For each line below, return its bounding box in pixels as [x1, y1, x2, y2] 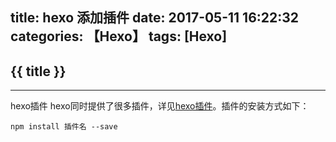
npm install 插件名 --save [10, 122, 118, 132]
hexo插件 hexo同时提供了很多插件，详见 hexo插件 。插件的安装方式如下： [10, 100, 310, 112]
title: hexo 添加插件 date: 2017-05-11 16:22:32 [10, 9, 300, 27]
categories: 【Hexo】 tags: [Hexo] [10, 28, 228, 45]
